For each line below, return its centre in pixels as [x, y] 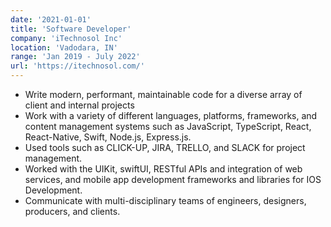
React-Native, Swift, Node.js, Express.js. [108, 137]
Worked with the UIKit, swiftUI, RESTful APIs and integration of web [163, 169]
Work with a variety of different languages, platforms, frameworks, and [171, 115]
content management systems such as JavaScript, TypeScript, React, [168, 126]
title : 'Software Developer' [71, 29]
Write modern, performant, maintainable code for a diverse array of [163, 94]
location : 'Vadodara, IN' [64, 47]
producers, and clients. [72, 211]
